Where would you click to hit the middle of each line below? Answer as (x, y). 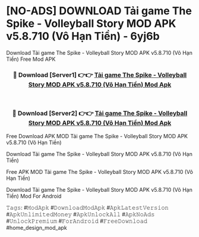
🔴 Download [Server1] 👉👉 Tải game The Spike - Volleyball (100, 74)
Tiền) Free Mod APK (31, 59)
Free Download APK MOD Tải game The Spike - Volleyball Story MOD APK (97, 136)
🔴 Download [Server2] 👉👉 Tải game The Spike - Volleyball (100, 113)
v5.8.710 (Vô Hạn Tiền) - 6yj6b (83, 36)
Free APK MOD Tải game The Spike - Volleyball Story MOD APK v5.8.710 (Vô (99, 171)
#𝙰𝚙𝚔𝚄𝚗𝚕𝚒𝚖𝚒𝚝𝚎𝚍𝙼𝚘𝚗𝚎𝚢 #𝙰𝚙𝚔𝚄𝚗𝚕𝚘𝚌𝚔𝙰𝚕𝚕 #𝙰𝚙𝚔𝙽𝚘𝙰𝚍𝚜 (80, 214)
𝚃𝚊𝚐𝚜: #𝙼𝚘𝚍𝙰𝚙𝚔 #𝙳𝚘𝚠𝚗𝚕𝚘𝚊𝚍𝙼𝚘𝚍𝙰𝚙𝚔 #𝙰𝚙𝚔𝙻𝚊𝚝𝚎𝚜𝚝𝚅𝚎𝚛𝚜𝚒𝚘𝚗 (88, 207)
